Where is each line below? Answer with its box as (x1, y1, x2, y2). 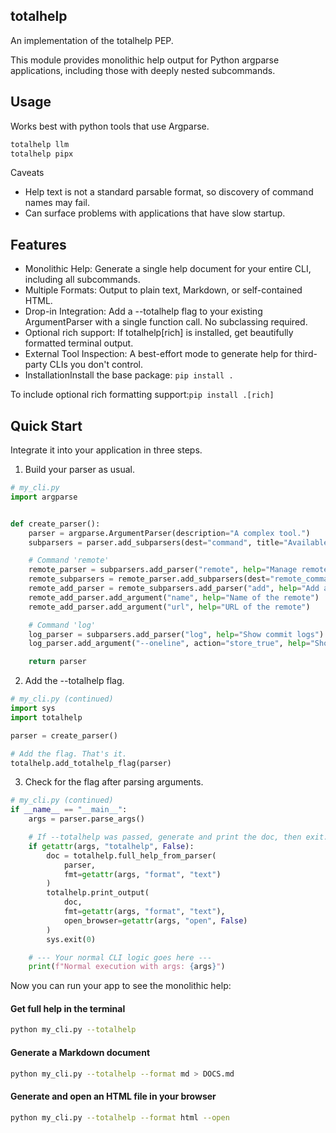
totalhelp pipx (10, 149, 74, 159)
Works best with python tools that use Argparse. (10, 120, 210, 132)
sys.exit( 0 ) (46, 934, 97, 944)
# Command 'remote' (28, 555, 110, 566)
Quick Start (10, 417, 83, 434)
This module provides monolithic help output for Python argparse (10, 54, 280, 66)
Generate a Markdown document (10, 1046, 151, 1058)
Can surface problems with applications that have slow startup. (24, 207, 286, 219)
